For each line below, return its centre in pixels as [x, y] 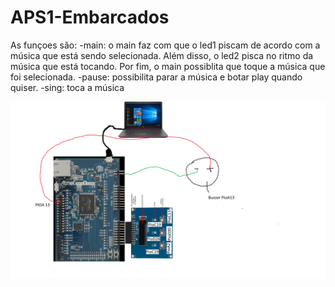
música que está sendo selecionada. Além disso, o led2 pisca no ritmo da [162, 55]
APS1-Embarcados [90, 17]
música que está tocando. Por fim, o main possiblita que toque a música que [168, 66]
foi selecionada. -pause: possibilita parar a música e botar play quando [156, 77]
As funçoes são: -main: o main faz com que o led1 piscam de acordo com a [165, 45]
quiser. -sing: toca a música [67, 87]
